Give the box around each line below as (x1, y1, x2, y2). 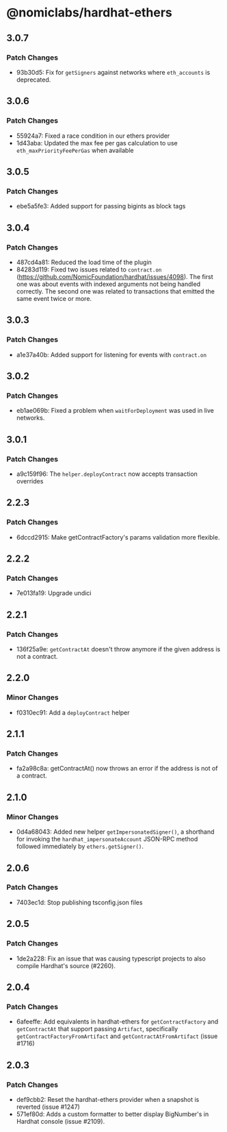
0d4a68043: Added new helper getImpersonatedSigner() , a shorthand (16, 828, 215, 836)
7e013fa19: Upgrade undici (16, 589, 92, 597)
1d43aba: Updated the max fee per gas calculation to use (16, 139, 178, 147)
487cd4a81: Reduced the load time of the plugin (16, 258, 152, 266)
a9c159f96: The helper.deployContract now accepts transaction (16, 470, 198, 478)
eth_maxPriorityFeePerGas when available (16, 146, 134, 154)
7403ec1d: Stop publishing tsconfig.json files (16, 898, 143, 906)
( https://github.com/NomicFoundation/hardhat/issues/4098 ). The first (16, 272, 213, 280)
